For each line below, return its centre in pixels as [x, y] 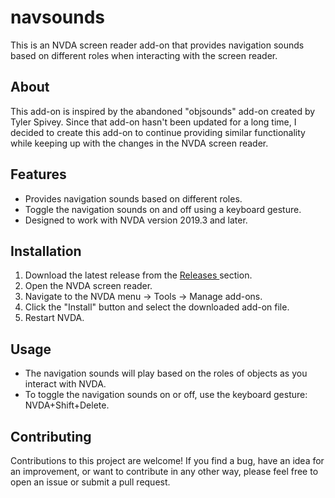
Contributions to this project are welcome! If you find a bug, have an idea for [167, 460]
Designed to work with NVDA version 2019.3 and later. [136, 220]
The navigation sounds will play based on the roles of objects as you [166, 373]
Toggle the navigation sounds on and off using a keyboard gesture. [163, 209]
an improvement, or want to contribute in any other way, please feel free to [164, 471]
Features [38, 174]
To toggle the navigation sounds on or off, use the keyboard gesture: [166, 395]
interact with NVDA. [65, 384]
